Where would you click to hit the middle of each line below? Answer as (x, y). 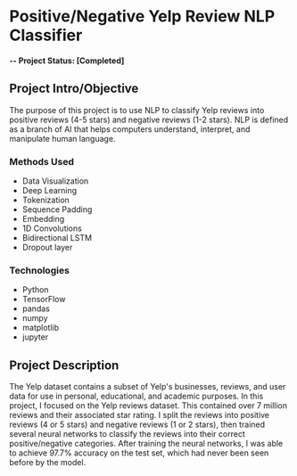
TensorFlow (44, 300)
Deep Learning (49, 190)
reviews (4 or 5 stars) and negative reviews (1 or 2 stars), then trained (137, 424)
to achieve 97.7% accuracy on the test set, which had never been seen (139, 453)
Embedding (43, 218)
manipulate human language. (62, 138)
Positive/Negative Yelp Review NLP (142, 16)
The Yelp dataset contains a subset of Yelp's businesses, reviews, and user (148, 386)
